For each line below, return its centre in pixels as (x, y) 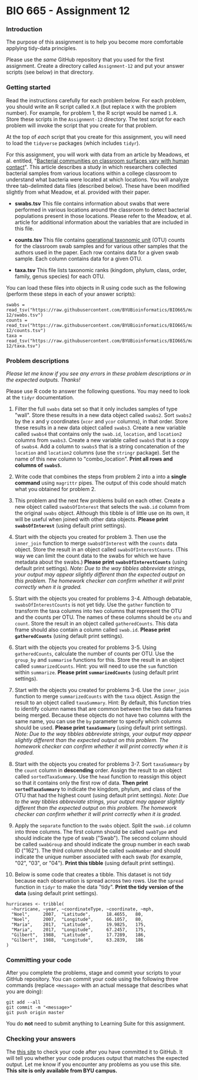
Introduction (24, 29)
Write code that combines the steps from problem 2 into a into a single (100, 477)
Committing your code (39, 960)
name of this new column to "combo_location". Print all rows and (94, 459)
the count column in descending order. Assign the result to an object (98, 770)
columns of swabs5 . (38, 465)
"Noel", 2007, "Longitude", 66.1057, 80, (77, 920)
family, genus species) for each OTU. (60, 276)
